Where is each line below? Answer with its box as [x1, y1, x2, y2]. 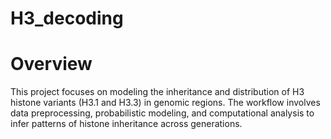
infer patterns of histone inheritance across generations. [10, 118, 243, 130]
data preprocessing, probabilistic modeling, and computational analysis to [10, 107, 315, 119]
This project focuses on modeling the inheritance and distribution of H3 [10, 86, 305, 98]
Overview [10, 53, 93, 76]
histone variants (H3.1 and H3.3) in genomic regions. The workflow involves [10, 97, 321, 109]
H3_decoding [10, 7, 124, 30]
